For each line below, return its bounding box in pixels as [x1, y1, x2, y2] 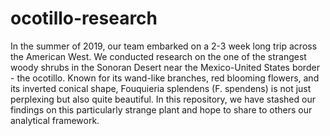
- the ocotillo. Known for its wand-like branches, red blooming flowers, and [10, 72, 320, 84]
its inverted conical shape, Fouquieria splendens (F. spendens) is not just [10, 82, 312, 94]
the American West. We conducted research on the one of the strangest [10, 50, 307, 62]
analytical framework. [10, 114, 100, 126]
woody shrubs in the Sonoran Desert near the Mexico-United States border [10, 61, 320, 73]
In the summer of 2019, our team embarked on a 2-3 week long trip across [10, 40, 318, 52]
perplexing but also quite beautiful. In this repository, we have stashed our [10, 93, 316, 105]
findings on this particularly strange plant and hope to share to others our [10, 103, 313, 116]
